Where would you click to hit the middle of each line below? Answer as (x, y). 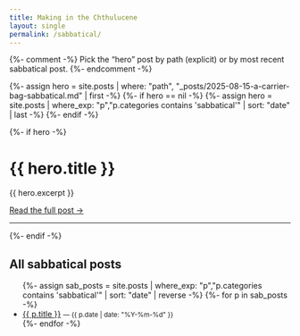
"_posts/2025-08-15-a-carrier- (233, 87)
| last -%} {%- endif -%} (54, 115)
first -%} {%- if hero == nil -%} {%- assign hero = (181, 96)
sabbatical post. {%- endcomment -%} (81, 69)
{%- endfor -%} (51, 323)
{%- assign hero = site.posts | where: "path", (92, 87)
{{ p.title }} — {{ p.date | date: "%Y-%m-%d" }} (98, 315)
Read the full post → (46, 210)
